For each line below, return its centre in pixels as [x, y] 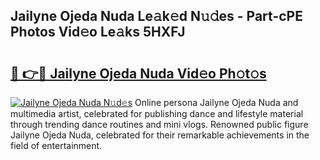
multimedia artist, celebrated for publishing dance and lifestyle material [157, 113]
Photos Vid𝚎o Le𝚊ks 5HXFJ [98, 32]
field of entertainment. [56, 145]
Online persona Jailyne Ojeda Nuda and [216, 102]
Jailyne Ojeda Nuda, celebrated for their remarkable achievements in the [160, 135]
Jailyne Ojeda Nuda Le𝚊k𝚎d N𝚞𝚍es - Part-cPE [156, 16]
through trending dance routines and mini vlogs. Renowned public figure [159, 124]
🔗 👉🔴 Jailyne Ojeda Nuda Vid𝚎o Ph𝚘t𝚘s [138, 73]
